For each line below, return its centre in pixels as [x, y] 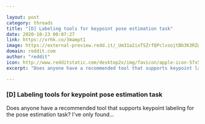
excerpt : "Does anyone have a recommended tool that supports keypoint [99, 68]
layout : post [23, 17]
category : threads [30, 23]
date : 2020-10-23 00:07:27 [41, 34]
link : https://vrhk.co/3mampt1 [46, 40]
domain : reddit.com [31, 51]
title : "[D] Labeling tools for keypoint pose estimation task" [90, 29]
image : [15, 46]
